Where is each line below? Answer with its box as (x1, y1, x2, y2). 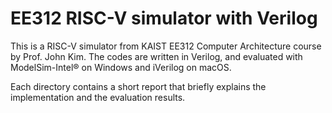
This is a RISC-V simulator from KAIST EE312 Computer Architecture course (10, 40, 322, 52)
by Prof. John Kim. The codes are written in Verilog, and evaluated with (10, 50, 303, 62)
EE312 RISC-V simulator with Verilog (10, 7, 318, 30)
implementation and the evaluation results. (10, 91, 186, 103)
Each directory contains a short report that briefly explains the (10, 80, 267, 92)
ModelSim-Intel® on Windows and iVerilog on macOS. (10, 61, 232, 73)
